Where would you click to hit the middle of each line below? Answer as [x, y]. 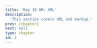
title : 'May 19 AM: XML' [31, 10]
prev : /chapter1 [22, 24]
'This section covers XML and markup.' [51, 19]
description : [19, 14]
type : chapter [20, 33]
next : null [16, 28]
